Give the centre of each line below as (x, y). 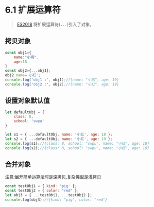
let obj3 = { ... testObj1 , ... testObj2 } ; (49, 195)
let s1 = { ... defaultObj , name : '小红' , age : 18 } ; (59, 135)
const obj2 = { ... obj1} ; (28, 71)
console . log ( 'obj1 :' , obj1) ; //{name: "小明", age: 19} (62, 80)
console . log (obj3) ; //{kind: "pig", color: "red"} (56, 200)
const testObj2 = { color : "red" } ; (42, 191)
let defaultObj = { (25, 112)
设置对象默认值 (27, 101)
